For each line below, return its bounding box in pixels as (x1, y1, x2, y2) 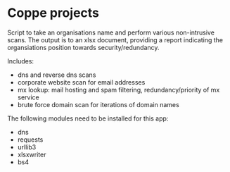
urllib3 (17, 142, 37, 151)
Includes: (7, 56, 34, 65)
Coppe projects (7, 5, 100, 21)
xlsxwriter (17, 150, 46, 159)
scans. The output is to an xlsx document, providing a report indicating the (7, 35, 224, 44)
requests (17, 135, 44, 144)
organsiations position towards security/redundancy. (7, 43, 160, 51)
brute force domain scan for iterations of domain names (17, 100, 179, 109)
